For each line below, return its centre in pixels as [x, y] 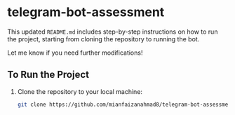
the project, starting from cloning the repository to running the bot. [103, 39]
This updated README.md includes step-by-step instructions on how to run [113, 32]
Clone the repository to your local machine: [80, 91]
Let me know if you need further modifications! [75, 53]
